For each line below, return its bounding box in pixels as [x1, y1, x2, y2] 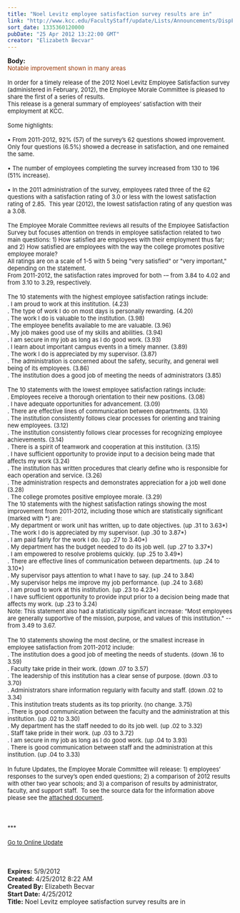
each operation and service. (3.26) [7, 472, 102, 479]
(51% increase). [7, 171, 50, 179]
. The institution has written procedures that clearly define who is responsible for [7, 464, 229, 472]
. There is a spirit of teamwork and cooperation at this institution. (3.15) [7, 443, 201, 451]
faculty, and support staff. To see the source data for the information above [7, 787, 215, 795]
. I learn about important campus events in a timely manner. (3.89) [7, 343, 188, 351]
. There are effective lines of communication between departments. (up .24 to [7, 557, 220, 565]
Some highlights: [7, 121, 54, 129]
